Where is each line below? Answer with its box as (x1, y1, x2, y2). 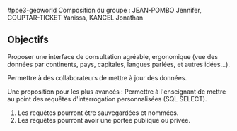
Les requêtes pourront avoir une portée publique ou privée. (17, 116, 191, 124)
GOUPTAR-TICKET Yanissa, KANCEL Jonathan (7, 13, 144, 22)
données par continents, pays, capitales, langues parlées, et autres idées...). (7, 60, 230, 68)
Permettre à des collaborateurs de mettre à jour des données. (7, 73, 187, 82)
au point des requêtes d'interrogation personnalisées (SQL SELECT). (7, 94, 207, 103)
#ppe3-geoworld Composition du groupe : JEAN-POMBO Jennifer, (7, 6, 202, 14)
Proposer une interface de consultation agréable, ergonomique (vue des (7, 52, 218, 61)
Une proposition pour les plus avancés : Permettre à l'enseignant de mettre (7, 87, 226, 96)
